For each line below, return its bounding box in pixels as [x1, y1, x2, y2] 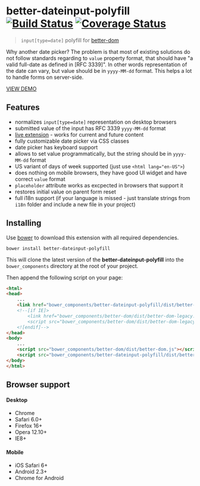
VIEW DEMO [6, 85, 37, 92]
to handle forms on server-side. [6, 73, 84, 81]
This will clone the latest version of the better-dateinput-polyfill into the [6, 256, 184, 263]
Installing [6, 218, 42, 228]
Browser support [6, 380, 70, 390]
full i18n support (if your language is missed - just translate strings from [14, 194, 190, 201]
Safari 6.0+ [14, 416, 43, 423]
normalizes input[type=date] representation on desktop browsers [14, 118, 177, 125]
